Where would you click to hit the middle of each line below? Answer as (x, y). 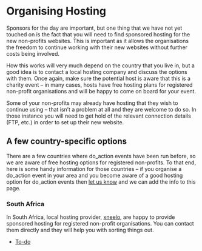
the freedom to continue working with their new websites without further (97, 47)
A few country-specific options (67, 142)
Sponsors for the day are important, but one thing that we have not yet (94, 28)
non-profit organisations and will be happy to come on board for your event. (101, 91)
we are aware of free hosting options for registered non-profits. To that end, (101, 162)
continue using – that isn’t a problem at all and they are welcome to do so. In (101, 109)
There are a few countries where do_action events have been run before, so (101, 156)
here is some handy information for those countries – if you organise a (94, 169)
